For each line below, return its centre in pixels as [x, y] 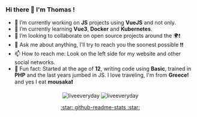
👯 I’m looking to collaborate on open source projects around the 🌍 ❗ [97, 36]
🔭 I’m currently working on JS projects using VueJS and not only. [95, 23]
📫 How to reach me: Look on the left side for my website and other [98, 54]
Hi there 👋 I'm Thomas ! [41, 10]
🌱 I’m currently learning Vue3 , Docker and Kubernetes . [83, 29]
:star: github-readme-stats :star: [100, 107]
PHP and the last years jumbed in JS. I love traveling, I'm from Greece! [102, 75]
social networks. [35, 62]
